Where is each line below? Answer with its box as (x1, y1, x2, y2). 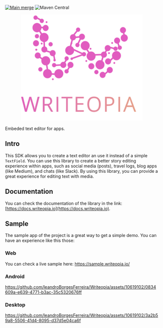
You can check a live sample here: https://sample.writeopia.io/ (5, 261, 130, 267)
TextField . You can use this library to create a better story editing (5, 158, 136, 164)
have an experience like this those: (5, 237, 74, 243)
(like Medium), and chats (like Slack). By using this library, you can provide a (5, 168, 158, 174)
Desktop (5, 301, 26, 308)
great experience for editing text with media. (5, 173, 94, 179)
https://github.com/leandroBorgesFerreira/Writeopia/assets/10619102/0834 (5, 284, 157, 290)
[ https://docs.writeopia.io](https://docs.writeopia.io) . (5, 205, 110, 211)
